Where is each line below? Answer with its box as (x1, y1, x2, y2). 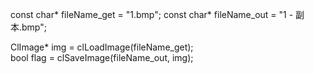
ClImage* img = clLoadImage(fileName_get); (10, 41, 194, 53)
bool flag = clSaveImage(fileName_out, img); (10, 52, 194, 63)
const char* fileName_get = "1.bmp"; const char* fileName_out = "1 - (10, 9, 294, 20)
